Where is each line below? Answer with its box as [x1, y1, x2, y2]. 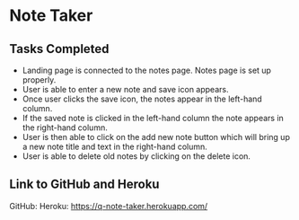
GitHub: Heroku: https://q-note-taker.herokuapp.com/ [9, 200, 208, 211]
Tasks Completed [9, 41, 110, 57]
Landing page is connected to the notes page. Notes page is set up [22, 65, 272, 75]
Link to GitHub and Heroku [9, 177, 160, 192]
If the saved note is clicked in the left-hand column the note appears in [22, 113, 285, 123]
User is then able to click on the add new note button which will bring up [22, 132, 290, 142]
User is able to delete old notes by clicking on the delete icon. [22, 151, 251, 162]
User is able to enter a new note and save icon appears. [22, 84, 229, 94]
